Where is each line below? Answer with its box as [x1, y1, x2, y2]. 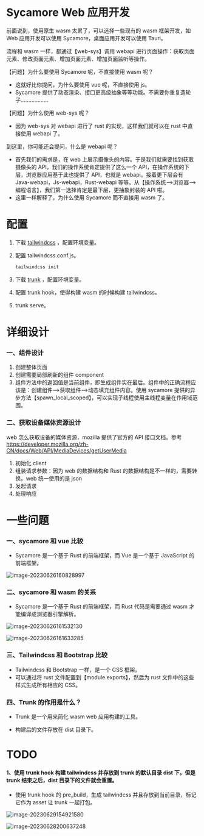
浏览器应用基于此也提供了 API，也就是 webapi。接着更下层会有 [25, 171, 183, 178]
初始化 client [15, 459, 47, 466]
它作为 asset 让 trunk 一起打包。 [15, 799, 96, 806]
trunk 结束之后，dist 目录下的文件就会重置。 [6, 776, 118, 784]
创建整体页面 [15, 363, 47, 371]
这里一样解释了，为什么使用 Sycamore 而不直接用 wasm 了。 [15, 193, 168, 201]
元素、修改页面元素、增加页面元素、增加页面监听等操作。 [6, 55, 150, 62]
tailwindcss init [15, 263, 59, 270]
